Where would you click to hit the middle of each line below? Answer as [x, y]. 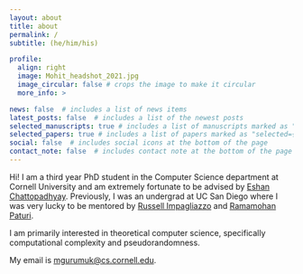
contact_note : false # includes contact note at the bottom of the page [151, 151]
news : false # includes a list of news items [98, 109]
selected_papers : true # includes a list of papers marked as [129, 135]
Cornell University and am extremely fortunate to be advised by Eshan [140, 186]
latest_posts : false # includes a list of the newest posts [127, 118]
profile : [26, 60]
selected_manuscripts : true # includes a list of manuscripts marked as [149, 126]
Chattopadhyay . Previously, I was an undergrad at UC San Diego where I [143, 196]
